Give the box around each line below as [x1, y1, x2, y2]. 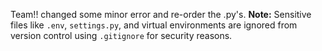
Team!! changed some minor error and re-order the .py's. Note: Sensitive [10, 9, 312, 20]
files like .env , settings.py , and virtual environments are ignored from [10, 19, 298, 31]
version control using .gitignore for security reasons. [10, 30, 233, 41]
